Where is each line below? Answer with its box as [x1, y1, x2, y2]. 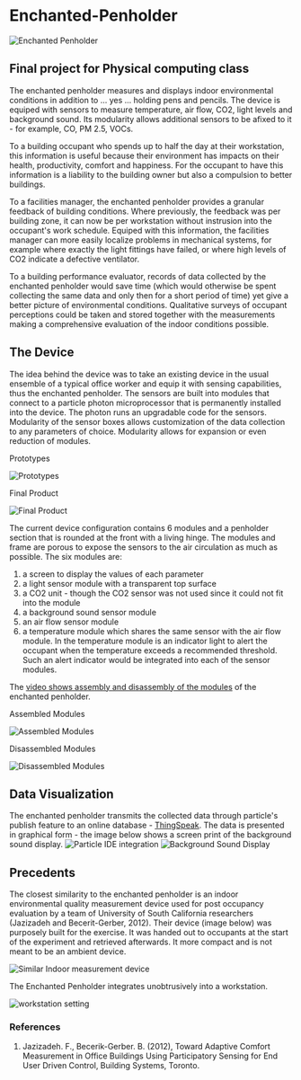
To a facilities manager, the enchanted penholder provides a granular [9, 196, 265, 207]
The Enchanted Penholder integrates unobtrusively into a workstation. [9, 981, 268, 992]
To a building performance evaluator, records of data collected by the [9, 270, 267, 281]
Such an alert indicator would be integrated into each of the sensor [22, 654, 271, 665]
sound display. [9, 839, 64, 850]
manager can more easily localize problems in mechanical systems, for [9, 235, 272, 245]
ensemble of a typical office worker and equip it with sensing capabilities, [9, 378, 282, 389]
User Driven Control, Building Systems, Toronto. [22, 1060, 200, 1071]
